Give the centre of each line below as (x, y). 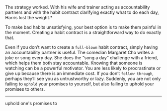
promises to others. (25, 89)
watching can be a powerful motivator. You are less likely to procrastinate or (83, 68)
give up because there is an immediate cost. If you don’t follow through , (80, 73)
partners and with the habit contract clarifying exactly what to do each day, (82, 12)
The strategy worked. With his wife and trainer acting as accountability (78, 7)
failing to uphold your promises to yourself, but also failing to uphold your (80, 84)
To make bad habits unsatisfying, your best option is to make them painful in (83, 27)
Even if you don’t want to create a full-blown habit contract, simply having (82, 47)
